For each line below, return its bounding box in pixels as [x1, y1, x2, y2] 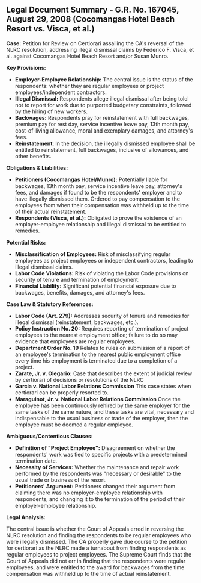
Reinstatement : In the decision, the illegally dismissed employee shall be [14, 140, 196, 147]
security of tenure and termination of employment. [14, 276, 140, 283]
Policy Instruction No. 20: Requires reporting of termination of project [14, 325, 189, 332]
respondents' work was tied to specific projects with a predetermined [14, 450, 187, 458]
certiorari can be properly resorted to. [14, 388, 109, 396]
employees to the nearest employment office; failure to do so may [14, 331, 178, 338]
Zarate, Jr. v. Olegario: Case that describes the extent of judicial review [14, 370, 193, 377]
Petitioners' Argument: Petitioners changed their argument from [14, 482, 176, 490]
